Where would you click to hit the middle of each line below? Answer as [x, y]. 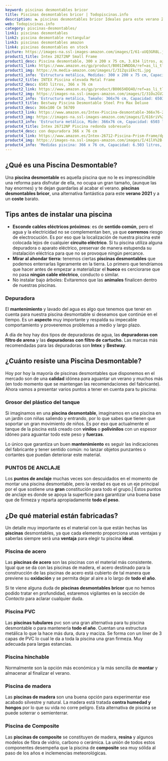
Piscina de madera [28, 686]
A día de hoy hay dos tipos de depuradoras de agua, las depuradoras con [81, 334]
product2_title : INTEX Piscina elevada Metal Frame [60, 80]
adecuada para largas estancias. [39, 644]
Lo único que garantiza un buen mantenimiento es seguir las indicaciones [82, 444]
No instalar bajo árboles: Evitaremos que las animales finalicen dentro [85, 280]
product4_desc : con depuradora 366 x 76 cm [51, 131]
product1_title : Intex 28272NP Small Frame [51, 56]
